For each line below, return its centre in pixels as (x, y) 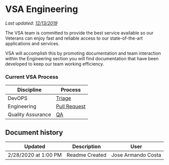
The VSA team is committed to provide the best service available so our (79, 33)
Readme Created (87, 155)
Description (87, 146)
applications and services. (32, 43)
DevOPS (18, 98)
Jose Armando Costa (136, 155)
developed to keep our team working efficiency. (55, 64)
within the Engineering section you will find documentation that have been (82, 58)
